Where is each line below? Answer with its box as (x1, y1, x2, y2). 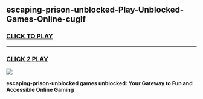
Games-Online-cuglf (6, 14, 86, 25)
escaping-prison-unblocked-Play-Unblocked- (6, 5, 184, 15)
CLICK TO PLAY (6, 32, 53, 41)
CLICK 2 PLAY (6, 55, 48, 63)
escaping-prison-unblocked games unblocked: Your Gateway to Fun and (6, 79, 193, 86)
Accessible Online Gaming (6, 86, 74, 93)
